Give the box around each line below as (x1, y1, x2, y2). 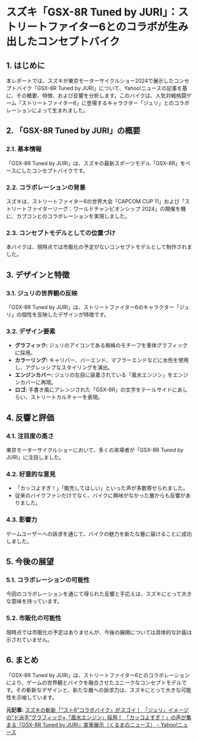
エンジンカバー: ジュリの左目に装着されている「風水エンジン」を (14, 371, 173, 379)
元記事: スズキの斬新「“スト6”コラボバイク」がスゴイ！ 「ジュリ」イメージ (6, 707, 189, 714)
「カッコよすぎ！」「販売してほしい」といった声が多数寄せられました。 (14, 485, 189, 492)
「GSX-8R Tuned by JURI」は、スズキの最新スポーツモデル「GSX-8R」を (6, 159, 186, 166)
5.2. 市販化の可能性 (6, 614, 61, 622)
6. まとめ (6, 655, 39, 665)
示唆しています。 (16, 694, 58, 701)
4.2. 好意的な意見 (6, 470, 56, 478)
